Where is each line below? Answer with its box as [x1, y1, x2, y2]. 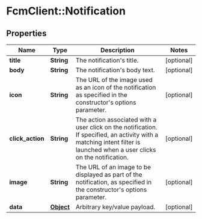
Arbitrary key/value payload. [75, 203, 156, 211]
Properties [6, 28, 47, 39]
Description [100, 46, 135, 54]
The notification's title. [75, 56, 139, 64]
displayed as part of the [75, 170, 142, 179]
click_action [9, 134, 45, 143]
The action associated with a [75, 116, 157, 124]
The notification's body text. [75, 66, 155, 74]
